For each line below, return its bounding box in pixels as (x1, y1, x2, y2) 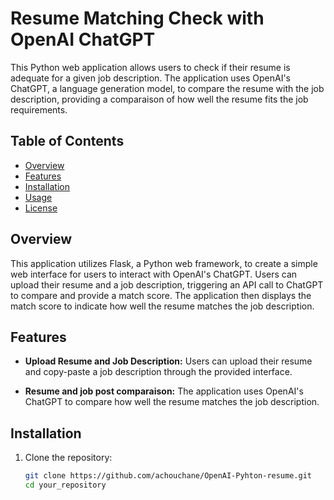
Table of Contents (10, 133, 125, 150)
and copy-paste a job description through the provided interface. (24, 366, 293, 378)
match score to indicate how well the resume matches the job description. (10, 300, 315, 312)
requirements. (10, 103, 68, 116)
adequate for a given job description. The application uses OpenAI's (10, 72, 292, 84)
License (24, 202, 58, 214)
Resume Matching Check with (10, 7, 265, 30)
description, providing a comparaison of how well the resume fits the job (10, 93, 309, 105)
